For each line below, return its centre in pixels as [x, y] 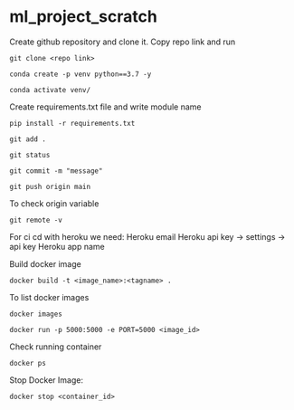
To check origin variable [54, 203]
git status [30, 155]
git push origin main [50, 186]
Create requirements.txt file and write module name [105, 107]
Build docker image [45, 263]
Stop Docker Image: [47, 380]
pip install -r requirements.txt [72, 123]
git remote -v [36, 220]
